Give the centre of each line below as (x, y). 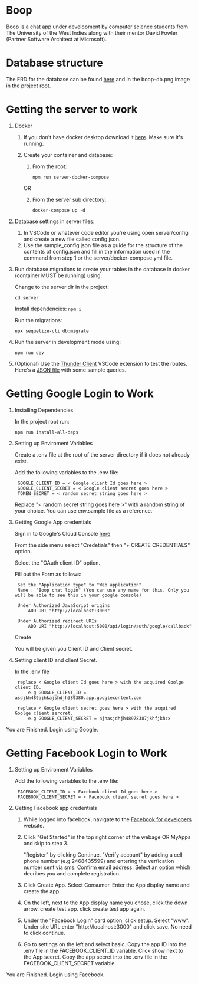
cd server (27, 298)
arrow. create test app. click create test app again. (84, 908)
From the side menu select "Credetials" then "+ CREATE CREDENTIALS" (102, 545)
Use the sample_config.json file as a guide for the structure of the (103, 245)
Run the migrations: (38, 320)
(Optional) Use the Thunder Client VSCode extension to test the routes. (101, 363)
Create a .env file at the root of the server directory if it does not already (102, 454)
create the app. (42, 891)
